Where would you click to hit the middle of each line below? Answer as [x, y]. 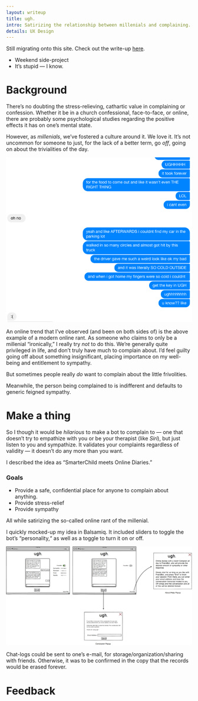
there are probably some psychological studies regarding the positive [90, 119]
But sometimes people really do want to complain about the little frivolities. [97, 374]
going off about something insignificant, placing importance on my [87, 356]
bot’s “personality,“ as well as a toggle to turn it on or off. [75, 538]
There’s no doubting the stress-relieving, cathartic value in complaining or [96, 107]
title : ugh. [21, 19]
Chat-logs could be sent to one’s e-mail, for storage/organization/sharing [95, 654]
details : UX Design [30, 31]
